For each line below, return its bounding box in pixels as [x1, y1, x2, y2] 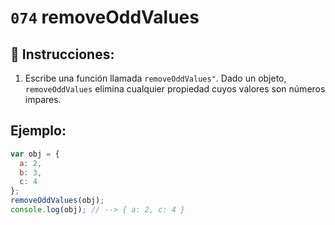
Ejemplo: [10, 122, 67, 140]
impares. [24, 94, 62, 105]
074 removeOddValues [10, 6, 200, 29]
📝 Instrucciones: [10, 46, 115, 63]
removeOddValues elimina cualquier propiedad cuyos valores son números [24, 83, 326, 95]
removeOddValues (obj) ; [10, 196, 105, 206]
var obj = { [10, 149, 60, 159]
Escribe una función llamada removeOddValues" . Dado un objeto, [24, 72, 287, 84]
